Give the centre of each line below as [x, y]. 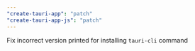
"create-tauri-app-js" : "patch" [54, 20]
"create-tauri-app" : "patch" [50, 14]
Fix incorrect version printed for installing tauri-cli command [97, 40]
